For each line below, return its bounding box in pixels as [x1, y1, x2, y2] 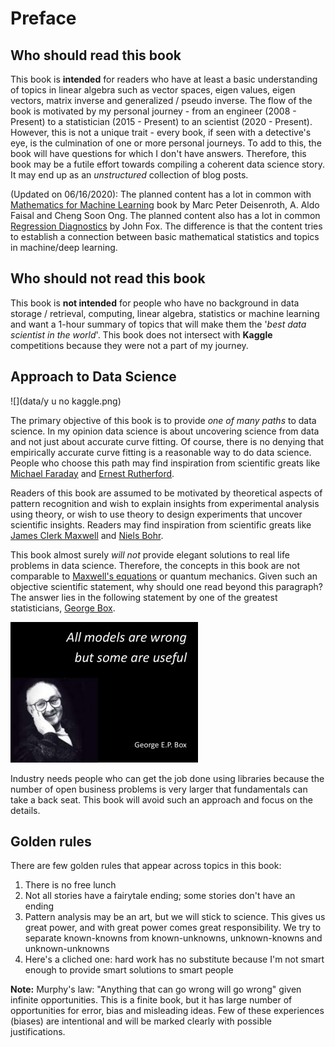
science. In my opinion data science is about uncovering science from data [10, 425, 320, 437]
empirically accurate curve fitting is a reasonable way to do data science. [10, 446, 312, 458]
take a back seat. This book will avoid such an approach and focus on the [10, 793, 313, 806]
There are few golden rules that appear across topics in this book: [10, 860, 282, 872]
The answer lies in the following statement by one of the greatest [10, 591, 278, 603]
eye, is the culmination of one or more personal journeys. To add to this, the [10, 137, 322, 149]
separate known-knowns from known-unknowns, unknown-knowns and [24, 932, 323, 944]
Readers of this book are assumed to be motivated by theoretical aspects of [10, 487, 323, 499]
